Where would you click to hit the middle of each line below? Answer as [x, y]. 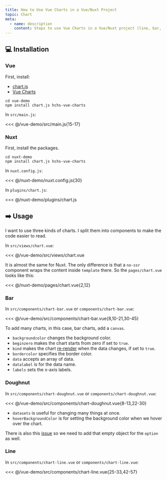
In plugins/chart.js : [26, 190]
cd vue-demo [17, 101]
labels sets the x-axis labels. [42, 370]
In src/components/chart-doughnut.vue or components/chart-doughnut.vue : [81, 393]
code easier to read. [26, 236]
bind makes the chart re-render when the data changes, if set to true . [84, 349]
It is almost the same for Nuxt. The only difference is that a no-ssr [73, 264]
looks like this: [20, 275]
